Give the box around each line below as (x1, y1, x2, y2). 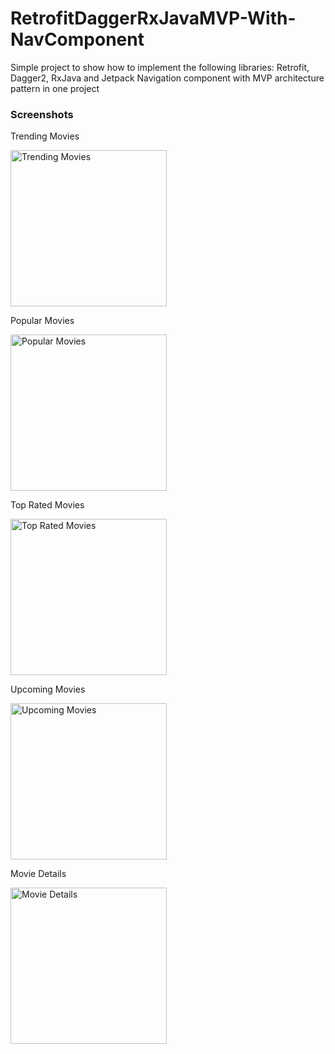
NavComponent (10, 28, 145, 51)
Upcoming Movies (10, 683, 86, 696)
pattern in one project (10, 82, 100, 94)
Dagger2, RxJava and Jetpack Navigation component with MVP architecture (10, 72, 325, 84)
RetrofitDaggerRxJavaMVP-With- (10, 7, 297, 30)
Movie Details (10, 868, 67, 880)
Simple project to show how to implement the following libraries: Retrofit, (10, 61, 310, 73)
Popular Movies (10, 315, 75, 327)
